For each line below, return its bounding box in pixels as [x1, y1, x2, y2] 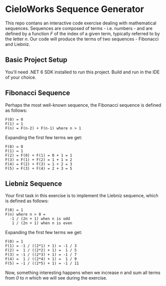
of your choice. [5, 74, 36, 80]
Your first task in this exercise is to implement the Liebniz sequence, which [5, 193, 159, 199]
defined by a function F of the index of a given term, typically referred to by [5, 30, 161, 36]
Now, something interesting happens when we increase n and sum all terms [5, 270, 161, 276]
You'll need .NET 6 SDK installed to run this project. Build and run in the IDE [5, 69, 160, 75]
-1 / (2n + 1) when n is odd [9, 216, 70, 222]
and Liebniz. [5, 41, 31, 47]
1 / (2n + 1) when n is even [11, 221, 72, 226]
